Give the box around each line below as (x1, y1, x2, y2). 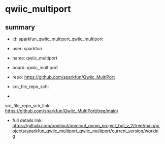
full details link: (12, 117, 43, 123)
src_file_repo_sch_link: (5, 103, 51, 109)
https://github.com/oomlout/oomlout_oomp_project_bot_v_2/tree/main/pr (12, 123, 160, 128)
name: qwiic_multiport (12, 55, 58, 61)
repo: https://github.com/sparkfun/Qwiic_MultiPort (12, 74, 115, 80)
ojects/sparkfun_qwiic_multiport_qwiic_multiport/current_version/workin (12, 128, 159, 134)
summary (5, 23, 35, 31)
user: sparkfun (12, 46, 42, 51)
